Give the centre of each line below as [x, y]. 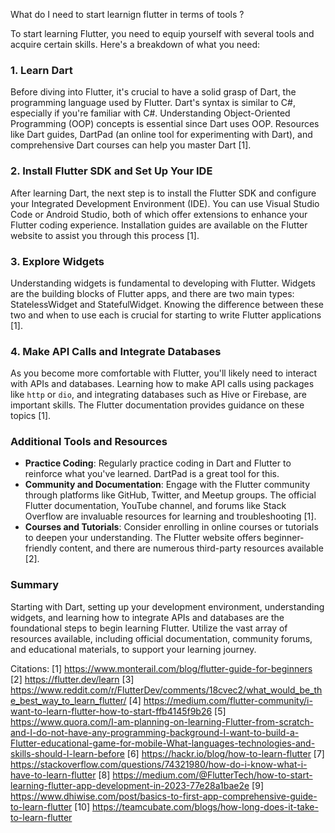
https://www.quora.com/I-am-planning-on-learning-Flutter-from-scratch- [162, 721]
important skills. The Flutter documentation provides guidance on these [157, 405]
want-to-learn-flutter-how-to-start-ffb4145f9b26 [111, 711]
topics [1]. [31, 416]
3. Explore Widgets [57, 261]
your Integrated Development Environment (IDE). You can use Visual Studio [165, 203]
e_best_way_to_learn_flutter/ [68, 700]
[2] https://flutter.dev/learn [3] [72, 679]
